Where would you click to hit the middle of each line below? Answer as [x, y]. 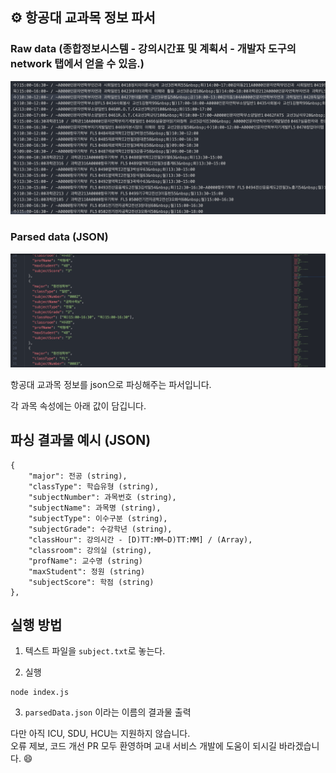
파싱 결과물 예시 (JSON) [81, 440]
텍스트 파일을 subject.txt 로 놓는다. [95, 651]
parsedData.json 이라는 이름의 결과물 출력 [108, 712]
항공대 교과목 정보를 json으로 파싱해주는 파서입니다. [111, 384]
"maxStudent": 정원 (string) [87, 571]
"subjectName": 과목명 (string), [95, 508]
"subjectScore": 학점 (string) [91, 582]
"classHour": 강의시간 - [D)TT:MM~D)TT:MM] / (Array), [140, 539]
